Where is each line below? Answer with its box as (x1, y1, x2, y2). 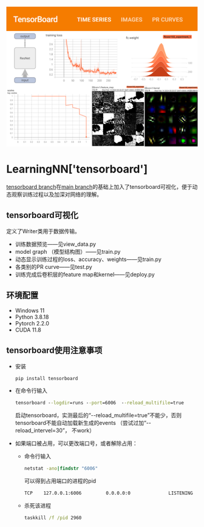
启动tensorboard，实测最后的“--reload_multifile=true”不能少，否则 (15, 412, 182, 419)
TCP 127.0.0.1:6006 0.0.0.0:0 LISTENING (24, 490, 193, 497)
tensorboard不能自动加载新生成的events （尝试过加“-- (15, 420, 152, 427)
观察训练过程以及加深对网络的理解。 (11, 191, 102, 198)
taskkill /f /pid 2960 (24, 515, 82, 521)
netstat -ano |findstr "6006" (24, 466, 98, 472)
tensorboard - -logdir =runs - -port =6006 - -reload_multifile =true (15, 400, 184, 406)
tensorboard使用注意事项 (6, 345, 103, 356)
